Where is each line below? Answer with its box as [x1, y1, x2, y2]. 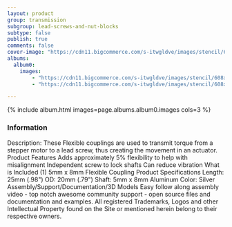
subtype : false [7, 29, 51, 37]
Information [7, 123, 48, 132]
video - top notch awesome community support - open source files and [7, 190, 211, 198]
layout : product [7, 10, 54, 17]
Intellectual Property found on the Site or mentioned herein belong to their [7, 204, 217, 213]
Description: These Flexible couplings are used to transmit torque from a [7, 139, 213, 147]
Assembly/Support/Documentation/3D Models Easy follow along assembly [7, 182, 220, 190]
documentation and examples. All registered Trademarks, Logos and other [7, 197, 219, 206]
